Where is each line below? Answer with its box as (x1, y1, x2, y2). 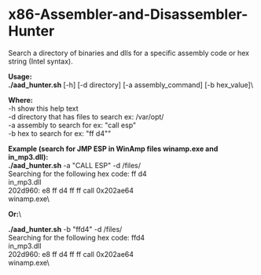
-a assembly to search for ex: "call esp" (8, 120, 137, 130)
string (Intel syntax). (8, 57, 73, 66)
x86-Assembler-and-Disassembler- (8, 5, 248, 24)
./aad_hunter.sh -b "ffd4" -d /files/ (8, 224, 123, 233)
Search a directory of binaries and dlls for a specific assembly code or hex (8, 48, 250, 57)
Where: (8, 95, 33, 104)
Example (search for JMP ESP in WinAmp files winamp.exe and (8, 144, 219, 153)
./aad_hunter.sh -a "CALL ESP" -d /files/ (8, 160, 142, 170)
